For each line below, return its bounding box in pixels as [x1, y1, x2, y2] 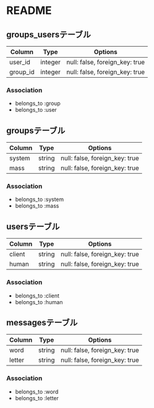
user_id [9, 58, 30, 66]
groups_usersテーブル [6, 29, 91, 39]
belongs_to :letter [15, 394, 59, 401]
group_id [9, 68, 35, 76]
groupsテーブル [6, 125, 65, 135]
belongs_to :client [15, 292, 59, 299]
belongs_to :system [15, 195, 64, 203]
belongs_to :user [15, 106, 57, 114]
